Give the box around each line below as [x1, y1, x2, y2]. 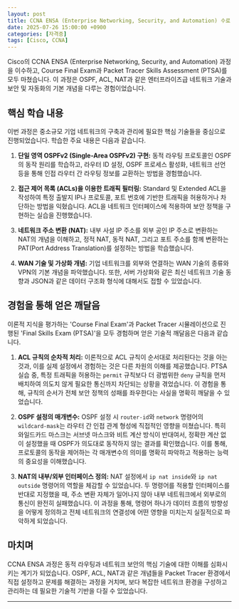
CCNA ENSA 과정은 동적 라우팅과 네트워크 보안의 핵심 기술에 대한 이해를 [7, 560, 209, 568]
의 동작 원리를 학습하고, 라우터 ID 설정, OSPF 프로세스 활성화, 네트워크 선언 [17, 160, 226, 168]
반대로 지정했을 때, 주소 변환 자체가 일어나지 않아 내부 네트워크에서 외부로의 [17, 489, 227, 499]
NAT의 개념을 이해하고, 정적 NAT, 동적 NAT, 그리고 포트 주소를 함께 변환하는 [17, 234, 229, 243]
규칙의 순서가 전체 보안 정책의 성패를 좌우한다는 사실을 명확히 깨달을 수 [27, 388, 223, 397]
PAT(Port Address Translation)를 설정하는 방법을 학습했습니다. [17, 244, 194, 252]
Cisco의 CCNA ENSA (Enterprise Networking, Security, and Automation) [7, 58, 218, 66]
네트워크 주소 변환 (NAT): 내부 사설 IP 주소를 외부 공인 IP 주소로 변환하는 [17, 226, 218, 234]
